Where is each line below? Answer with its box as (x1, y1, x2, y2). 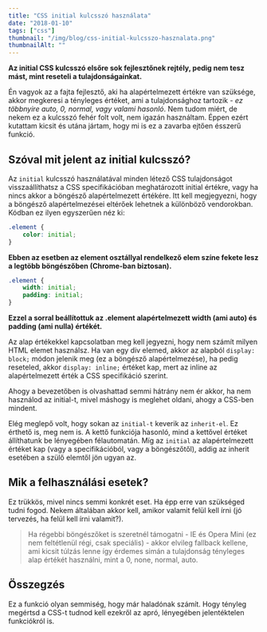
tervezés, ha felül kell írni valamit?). (8, 514, 124, 523)
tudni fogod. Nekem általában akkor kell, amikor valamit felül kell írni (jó (8, 505, 242, 515)
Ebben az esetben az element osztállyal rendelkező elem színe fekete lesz (8, 252, 259, 262)
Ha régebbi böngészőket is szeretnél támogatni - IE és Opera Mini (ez (27, 529, 257, 539)
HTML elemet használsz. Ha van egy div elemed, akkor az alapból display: (8, 346, 255, 355)
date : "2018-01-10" (8, 19, 73, 27)
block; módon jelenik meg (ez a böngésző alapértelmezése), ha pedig (8, 354, 238, 364)
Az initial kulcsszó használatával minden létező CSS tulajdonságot (8, 173, 233, 184)
